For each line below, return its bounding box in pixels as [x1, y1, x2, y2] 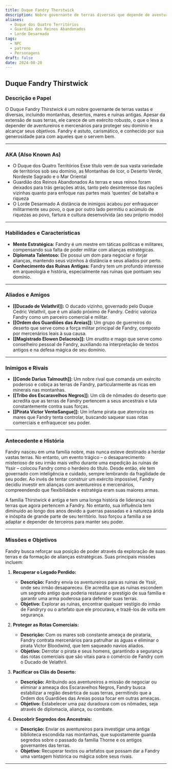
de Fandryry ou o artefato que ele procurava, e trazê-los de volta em [20, 606, 165, 612]
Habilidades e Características [5, 229, 80, 237]
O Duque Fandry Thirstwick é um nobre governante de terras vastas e [5, 106, 153, 112]
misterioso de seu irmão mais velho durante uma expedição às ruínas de [5, 460, 158, 466]
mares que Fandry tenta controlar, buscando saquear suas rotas [12, 414, 148, 420]
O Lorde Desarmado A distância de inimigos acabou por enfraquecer [12, 201, 159, 207]
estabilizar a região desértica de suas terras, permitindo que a [20, 689, 152, 696]
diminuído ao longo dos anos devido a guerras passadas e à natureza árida [5, 508, 164, 514]
